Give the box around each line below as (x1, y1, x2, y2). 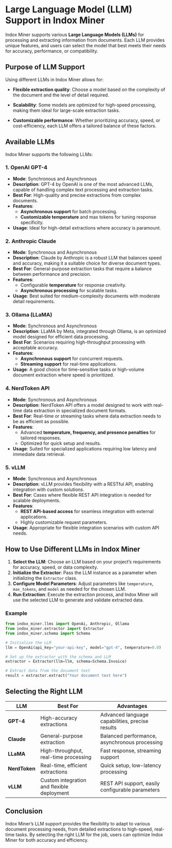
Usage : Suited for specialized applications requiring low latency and (12, 445, 157, 451)
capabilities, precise (100, 718, 148, 725)
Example (5, 610, 28, 617)
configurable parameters (100, 786, 160, 793)
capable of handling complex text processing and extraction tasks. (12, 186, 154, 193)
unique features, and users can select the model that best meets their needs (5, 42, 166, 48)
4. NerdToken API (5, 385, 50, 392)
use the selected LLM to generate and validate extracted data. (12, 597, 144, 603)
